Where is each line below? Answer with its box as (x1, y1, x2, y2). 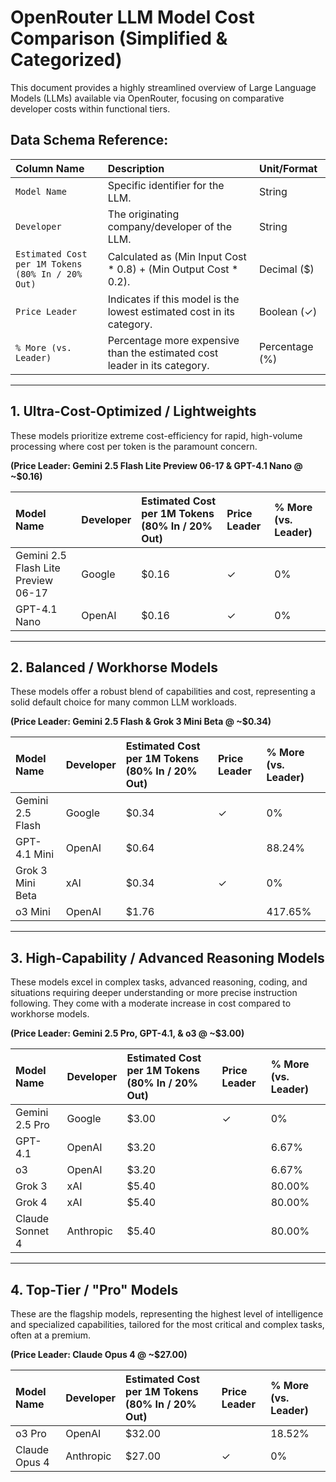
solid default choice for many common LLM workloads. (10, 696, 238, 708)
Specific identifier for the (107, 178, 225, 192)
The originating (107, 207, 180, 221)
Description (107, 161, 165, 175)
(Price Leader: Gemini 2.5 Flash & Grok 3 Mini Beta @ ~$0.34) (10, 716, 272, 728)
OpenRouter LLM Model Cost (10, 6, 255, 29)
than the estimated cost (107, 346, 219, 360)
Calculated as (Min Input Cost (107, 249, 247, 263)
